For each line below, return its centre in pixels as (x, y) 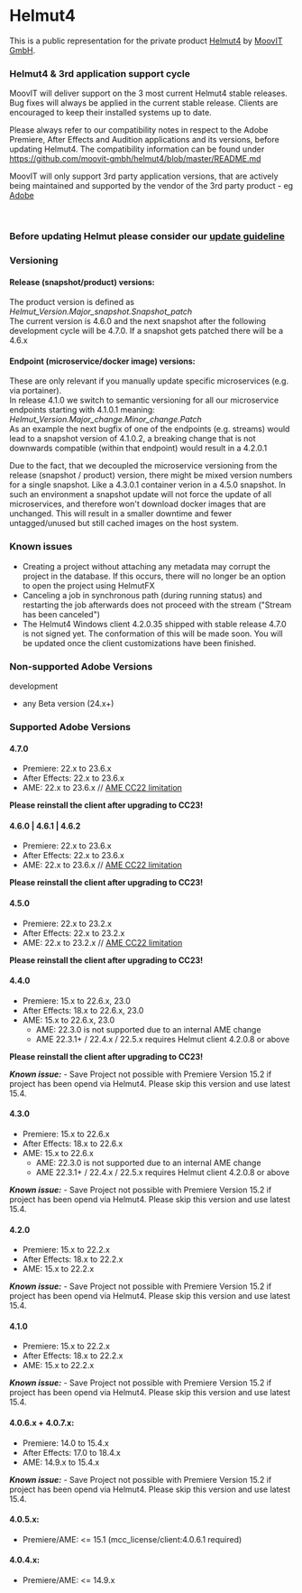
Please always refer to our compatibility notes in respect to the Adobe (139, 130)
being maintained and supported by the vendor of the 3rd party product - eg (151, 186)
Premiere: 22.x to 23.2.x (67, 923)
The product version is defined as (72, 302)
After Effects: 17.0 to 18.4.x (72, 1452)
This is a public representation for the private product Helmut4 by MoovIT (146, 41)
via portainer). (36, 391)
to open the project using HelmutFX (88, 585)
